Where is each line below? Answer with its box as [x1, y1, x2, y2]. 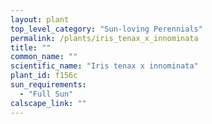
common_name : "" [10, 52, 78, 62]
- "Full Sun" [19, 89, 74, 99]
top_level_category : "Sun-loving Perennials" [10, 24, 203, 34]
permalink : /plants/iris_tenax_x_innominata [10, 33, 199, 43]
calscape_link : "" [10, 98, 87, 108]
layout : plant [10, 14, 70, 25]
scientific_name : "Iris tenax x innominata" [10, 61, 199, 71]
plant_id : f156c [10, 71, 78, 81]
